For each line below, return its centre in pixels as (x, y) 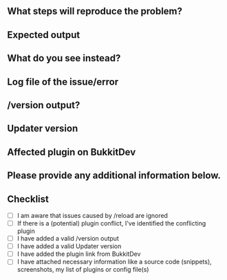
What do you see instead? (64, 58)
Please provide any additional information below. (114, 176)
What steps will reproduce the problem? (95, 11)
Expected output (44, 35)
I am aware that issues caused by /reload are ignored (93, 215)
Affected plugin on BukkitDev (72, 152)
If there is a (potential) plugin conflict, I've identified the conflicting (111, 223)
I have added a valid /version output (68, 239)
